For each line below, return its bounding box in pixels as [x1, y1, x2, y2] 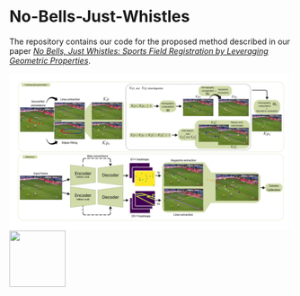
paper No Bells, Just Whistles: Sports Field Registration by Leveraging [9, 45, 269, 56]
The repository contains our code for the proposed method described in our [9, 36, 290, 47]
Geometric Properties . [9, 55, 92, 66]
